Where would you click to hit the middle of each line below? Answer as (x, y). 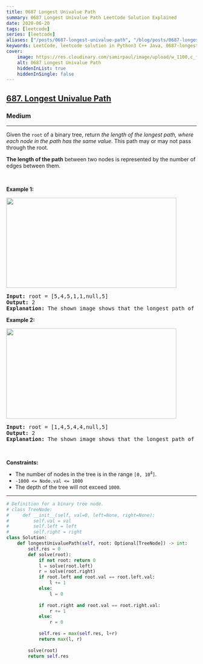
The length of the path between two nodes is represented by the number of (101, 159)
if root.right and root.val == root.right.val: (100, 605)
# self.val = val (39, 521)
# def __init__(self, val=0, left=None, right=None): (81, 515)
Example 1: (20, 189)
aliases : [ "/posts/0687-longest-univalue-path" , (69, 40)
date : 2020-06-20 (28, 23)
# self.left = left (42, 526)
